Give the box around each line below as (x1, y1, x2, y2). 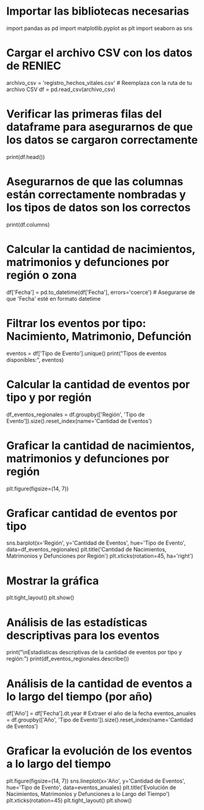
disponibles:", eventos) (6, 356, 64, 363)
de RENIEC (6, 59, 62, 73)
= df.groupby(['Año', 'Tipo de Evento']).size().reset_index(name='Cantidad (6, 716, 194, 724)
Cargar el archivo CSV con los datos (6, 46, 193, 60)
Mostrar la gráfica (6, 573, 99, 587)
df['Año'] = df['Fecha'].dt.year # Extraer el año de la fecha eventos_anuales (6, 710, 197, 717)
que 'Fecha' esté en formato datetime (6, 295, 101, 302)
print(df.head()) (6, 153, 45, 160)
